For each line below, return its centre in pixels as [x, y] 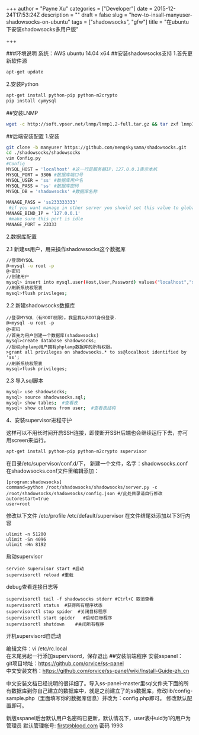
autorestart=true [28, 499]
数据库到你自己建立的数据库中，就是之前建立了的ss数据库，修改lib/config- [102, 691]
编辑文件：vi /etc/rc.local [37, 649]
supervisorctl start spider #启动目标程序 [59, 618]
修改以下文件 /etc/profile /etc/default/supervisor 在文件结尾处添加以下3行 [96, 516]
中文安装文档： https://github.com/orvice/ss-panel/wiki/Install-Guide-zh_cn [98, 671]
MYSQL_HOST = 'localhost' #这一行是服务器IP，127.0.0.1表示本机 [82, 169]
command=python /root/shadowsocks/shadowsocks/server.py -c [82, 487]
